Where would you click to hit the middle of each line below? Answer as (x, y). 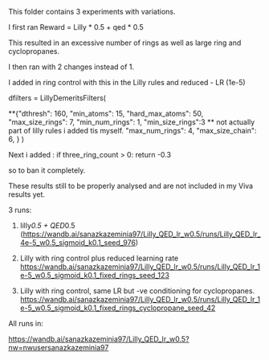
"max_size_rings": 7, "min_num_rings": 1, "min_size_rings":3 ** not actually (132, 122)
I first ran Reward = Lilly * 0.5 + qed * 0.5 (76, 27)
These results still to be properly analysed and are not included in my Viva (131, 186)
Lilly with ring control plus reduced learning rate (99, 258)
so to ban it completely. (47, 170)
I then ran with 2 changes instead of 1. (71, 67)
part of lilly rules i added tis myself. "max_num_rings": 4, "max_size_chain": (132, 131)
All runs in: (26, 323)
